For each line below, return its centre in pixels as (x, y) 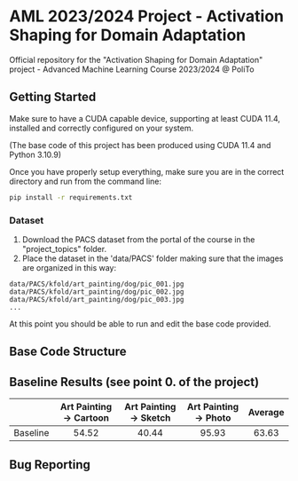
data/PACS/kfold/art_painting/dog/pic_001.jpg (97, 284)
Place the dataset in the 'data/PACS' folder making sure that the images (153, 258)
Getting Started (53, 97)
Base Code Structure (68, 352)
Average (266, 413)
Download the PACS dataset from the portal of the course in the (138, 239)
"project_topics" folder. (64, 248)
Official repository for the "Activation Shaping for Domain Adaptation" (136, 59)
